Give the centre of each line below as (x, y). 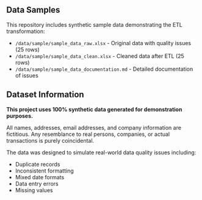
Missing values (34, 190)
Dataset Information (45, 95)
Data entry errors (37, 184)
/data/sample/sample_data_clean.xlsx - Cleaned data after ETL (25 (99, 56)
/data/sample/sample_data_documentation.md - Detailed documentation (104, 69)
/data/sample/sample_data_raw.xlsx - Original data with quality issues (103, 43)
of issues (27, 75)
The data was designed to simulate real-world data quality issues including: (101, 152)
